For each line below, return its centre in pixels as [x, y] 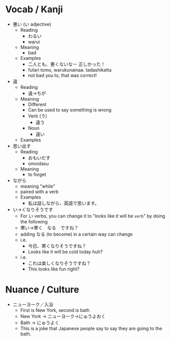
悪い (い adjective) [32, 24]
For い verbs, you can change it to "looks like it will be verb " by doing [93, 216]
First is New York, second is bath [55, 310]
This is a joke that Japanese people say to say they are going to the [91, 328]
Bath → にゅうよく [40, 323]
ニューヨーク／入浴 [33, 304]
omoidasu [38, 163]
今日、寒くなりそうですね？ [57, 246]
